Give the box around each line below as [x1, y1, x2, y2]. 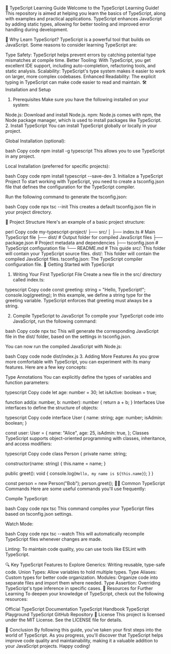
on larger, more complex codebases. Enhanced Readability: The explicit [5, 74, 156, 79]
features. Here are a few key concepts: [5, 364, 87, 370]
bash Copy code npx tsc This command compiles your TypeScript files [5, 505, 154, 512]
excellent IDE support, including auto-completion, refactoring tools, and [5, 63, 156, 68]
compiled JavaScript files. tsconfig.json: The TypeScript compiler [5, 256, 143, 262]
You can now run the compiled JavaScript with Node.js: [5, 344, 122, 349]
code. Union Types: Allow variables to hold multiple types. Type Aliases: [5, 569, 157, 575]
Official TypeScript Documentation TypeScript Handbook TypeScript [5, 606, 150, 612]
